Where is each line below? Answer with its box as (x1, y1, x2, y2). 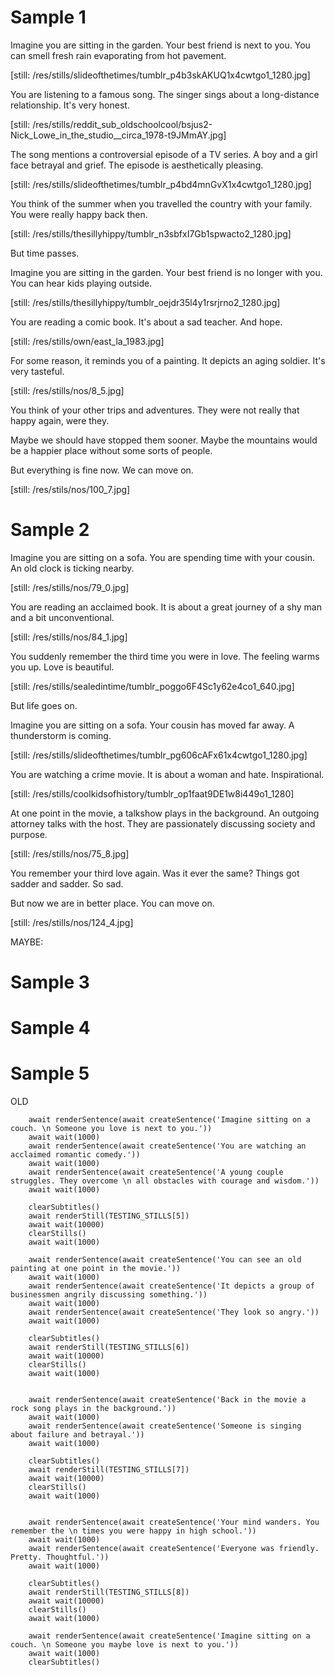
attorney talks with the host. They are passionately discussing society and (10, 817, 316, 830)
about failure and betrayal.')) (10, 1430, 145, 1440)
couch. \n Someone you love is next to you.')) (10, 1124, 213, 1134)
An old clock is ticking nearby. (10, 562, 135, 574)
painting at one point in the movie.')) (10, 1264, 182, 1274)
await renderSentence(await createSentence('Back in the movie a (28, 1395, 307, 1405)
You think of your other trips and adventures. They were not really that (10, 404, 300, 416)
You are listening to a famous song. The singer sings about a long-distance (10, 88, 320, 100)
